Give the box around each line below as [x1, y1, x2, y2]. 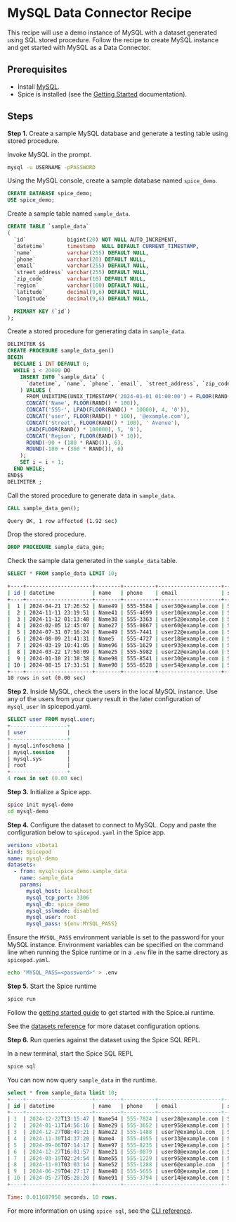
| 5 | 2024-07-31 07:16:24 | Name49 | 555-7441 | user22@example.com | [7, 629, 225, 636]
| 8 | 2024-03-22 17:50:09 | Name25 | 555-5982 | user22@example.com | [7, 648, 225, 655]
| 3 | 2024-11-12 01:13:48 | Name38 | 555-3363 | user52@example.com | [7, 615, 225, 623]
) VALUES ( [20, 386, 52, 394]
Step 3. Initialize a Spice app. [7, 788, 92, 796]
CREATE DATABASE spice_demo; [7, 190, 93, 197]
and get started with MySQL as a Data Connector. [7, 43, 151, 51]
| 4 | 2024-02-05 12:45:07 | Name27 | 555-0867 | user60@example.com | [7, 622, 225, 629]
